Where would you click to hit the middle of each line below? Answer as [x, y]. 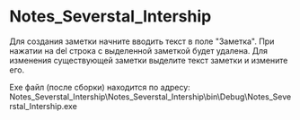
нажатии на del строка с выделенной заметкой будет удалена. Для [138, 50]
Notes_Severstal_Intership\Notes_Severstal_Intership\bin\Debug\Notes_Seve [150, 97]
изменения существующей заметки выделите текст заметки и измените [149, 60]
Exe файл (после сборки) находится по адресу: [100, 87]
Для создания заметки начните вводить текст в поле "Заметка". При [142, 41]
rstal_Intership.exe [44, 106]
